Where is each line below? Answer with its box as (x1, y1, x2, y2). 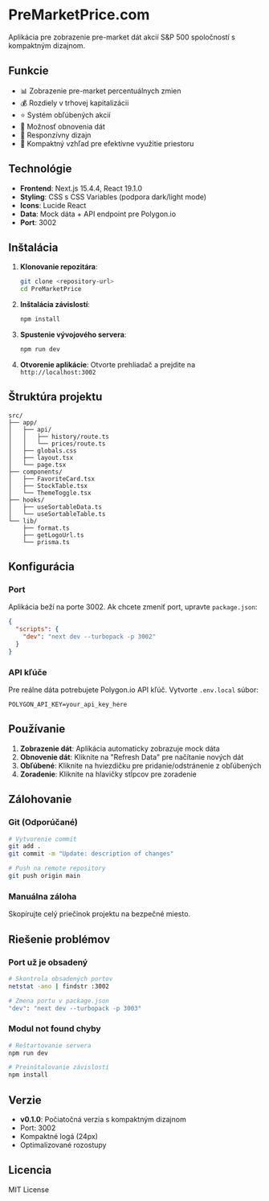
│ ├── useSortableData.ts (8, 502, 103, 511)
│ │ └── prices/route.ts (8, 440, 106, 448)
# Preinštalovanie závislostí (8, 1064, 110, 1072)
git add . (8, 842, 42, 851)
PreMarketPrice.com (8, 6, 150, 24)
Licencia (8, 1163, 52, 1177)
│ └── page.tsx (8, 461, 67, 469)
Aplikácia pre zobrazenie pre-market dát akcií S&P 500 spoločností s (8, 32, 235, 42)
